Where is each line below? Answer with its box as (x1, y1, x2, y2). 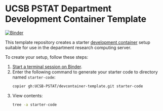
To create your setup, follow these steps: (5, 54, 88, 60)
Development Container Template (5, 13, 147, 25)
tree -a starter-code (12, 102, 57, 107)
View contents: (12, 92, 43, 99)
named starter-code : (12, 74, 56, 80)
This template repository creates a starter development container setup (5, 39, 151, 45)
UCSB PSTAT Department (5, 3, 112, 14)
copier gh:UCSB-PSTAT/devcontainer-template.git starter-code (12, 83, 143, 89)
